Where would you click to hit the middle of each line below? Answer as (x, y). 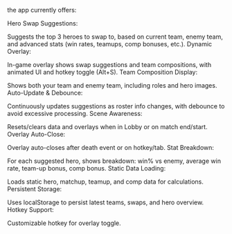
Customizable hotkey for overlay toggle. (64, 223)
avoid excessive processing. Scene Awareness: (75, 114)
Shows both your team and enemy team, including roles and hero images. (112, 85)
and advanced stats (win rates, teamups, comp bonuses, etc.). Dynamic (110, 44)
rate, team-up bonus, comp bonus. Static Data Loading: (87, 168)
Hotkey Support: (30, 209)
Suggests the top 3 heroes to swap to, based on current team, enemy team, (115, 37)
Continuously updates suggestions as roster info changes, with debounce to (116, 106)
